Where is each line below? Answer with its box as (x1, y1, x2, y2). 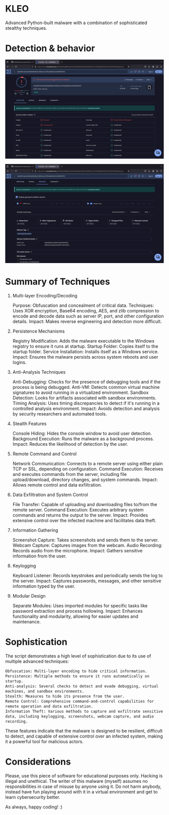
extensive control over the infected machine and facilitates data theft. (12, 517, 157, 523)
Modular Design (12, 593, 46, 599)
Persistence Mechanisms (12, 328, 65, 334)
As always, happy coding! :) (5, 803, 63, 810)
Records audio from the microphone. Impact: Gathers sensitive (12, 547, 143, 553)
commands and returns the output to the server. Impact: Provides (12, 512, 148, 518)
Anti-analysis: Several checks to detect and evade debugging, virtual (5, 684, 158, 689)
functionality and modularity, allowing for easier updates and (12, 613, 138, 619)
